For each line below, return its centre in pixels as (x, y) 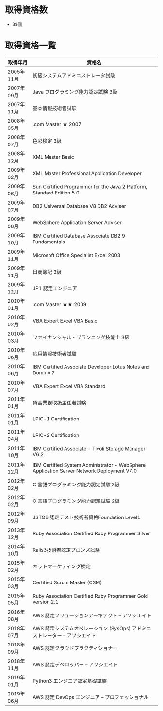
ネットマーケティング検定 (62, 566)
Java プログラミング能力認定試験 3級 (75, 92)
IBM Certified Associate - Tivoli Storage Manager (89, 448)
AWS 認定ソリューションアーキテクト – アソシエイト (92, 615)
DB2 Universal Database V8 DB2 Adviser (79, 206)
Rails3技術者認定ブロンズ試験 (66, 550)
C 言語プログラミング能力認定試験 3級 (76, 485)
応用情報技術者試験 (55, 354)
